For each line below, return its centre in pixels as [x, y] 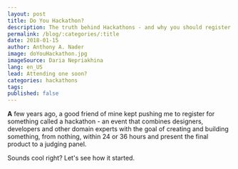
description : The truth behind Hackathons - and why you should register [119, 27]
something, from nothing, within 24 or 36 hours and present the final [108, 137]
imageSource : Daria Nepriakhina [55, 61]
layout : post [27, 14]
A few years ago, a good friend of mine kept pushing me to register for [111, 114]
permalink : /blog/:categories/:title [63, 34]
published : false [33, 93]
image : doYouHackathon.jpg [47, 54]
